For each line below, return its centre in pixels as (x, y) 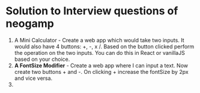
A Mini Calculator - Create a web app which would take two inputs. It (99, 40)
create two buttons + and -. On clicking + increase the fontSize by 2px (101, 72)
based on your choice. (42, 59)
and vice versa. (33, 78)
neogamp (30, 24)
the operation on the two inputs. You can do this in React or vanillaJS (100, 52)
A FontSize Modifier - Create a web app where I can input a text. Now (101, 65)
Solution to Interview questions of (92, 11)
